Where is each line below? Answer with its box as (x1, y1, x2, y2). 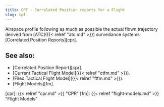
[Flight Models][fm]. (12, 81, 54, 87)
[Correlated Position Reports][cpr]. (5, 36, 77, 43)
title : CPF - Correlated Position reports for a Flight (5, 7, 125, 13)
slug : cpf (5, 12, 26, 17)
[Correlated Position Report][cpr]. (12, 65, 83, 71)
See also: (5, 51, 35, 60)
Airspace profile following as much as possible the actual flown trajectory (5, 26, 158, 32)
